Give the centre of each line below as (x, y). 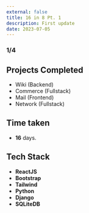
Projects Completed (45, 70)
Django (24, 197)
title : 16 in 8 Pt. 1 (34, 18)
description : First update (41, 23)
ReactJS (26, 172)
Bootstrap (28, 178)
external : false (27, 12)
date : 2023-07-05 (28, 29)
